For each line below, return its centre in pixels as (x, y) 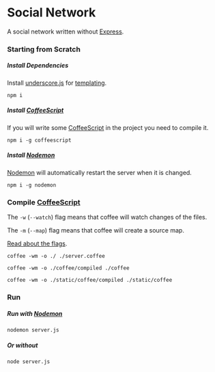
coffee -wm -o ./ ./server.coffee (56, 256)
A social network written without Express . (66, 31)
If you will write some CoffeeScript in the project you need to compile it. (108, 127)
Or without (23, 345)
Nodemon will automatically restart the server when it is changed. (100, 172)
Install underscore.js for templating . (57, 83)
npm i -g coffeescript (39, 140)
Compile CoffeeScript (44, 202)
